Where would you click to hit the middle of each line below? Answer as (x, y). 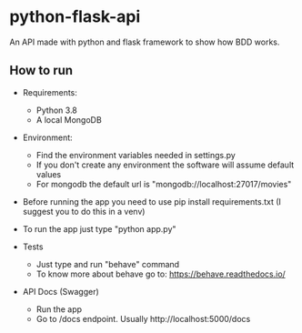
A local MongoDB (69, 119)
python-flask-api (75, 17)
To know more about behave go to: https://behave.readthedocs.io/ (161, 274)
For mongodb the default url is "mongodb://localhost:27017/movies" (164, 184)
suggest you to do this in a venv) (84, 211)
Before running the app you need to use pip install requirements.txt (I (152, 201)
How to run (41, 71)
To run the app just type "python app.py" (99, 228)
